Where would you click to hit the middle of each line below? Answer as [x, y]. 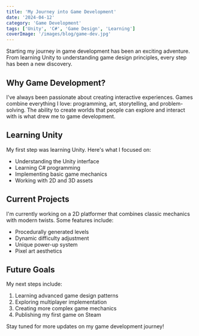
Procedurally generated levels [52, 232]
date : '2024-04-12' [31, 17]
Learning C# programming [48, 167]
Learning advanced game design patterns [67, 296]
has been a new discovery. [39, 64]
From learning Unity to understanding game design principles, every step [97, 58]
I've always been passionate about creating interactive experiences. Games [99, 97]
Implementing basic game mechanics [61, 174]
